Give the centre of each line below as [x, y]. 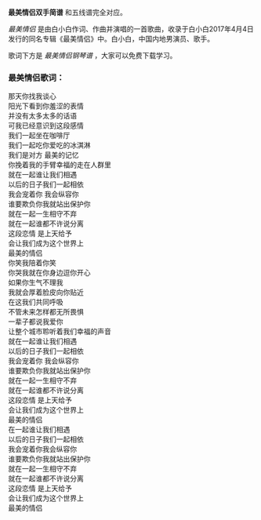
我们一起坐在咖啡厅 [39, 136]
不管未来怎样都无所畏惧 [46, 312]
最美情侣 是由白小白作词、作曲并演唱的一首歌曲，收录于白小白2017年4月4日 [131, 29]
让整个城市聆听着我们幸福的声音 [60, 332]
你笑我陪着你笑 [32, 263]
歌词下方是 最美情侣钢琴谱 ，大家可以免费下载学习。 [92, 55]
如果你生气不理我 [36, 282]
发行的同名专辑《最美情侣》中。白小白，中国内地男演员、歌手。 [111, 39]
